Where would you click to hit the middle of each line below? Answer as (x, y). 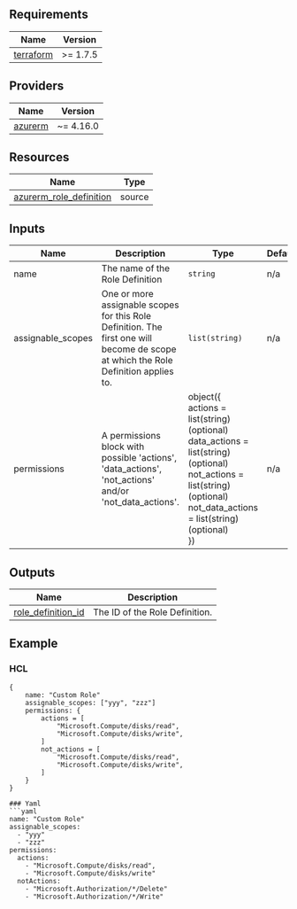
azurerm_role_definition (63, 197)
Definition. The (132, 327)
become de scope (139, 349)
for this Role (126, 316)
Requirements (49, 15)
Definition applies (137, 371)
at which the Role (137, 361)
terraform (34, 54)
